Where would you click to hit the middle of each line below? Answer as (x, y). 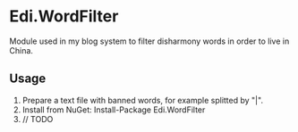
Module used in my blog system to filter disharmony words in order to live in (149, 41)
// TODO (38, 119)
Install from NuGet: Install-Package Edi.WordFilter (114, 110)
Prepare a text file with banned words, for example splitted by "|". (143, 100)
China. (21, 50)
